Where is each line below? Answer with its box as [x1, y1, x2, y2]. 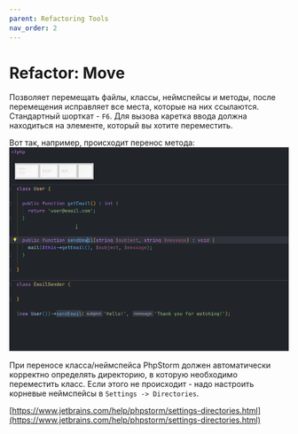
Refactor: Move [9, 63, 126, 83]
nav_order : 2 [9, 23, 58, 33]
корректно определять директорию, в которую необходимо [9, 369, 238, 380]
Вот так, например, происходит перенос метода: [9, 137, 195, 148]
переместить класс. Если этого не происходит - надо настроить [9, 379, 255, 390]
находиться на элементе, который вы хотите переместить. [9, 120, 233, 131]
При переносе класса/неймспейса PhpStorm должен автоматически [9, 360, 271, 371]
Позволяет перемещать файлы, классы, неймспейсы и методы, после [9, 92, 277, 103]
